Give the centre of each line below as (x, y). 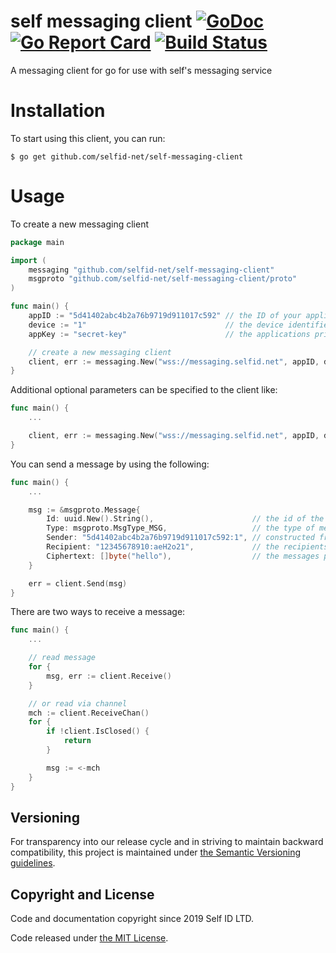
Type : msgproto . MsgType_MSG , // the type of (180, 528)
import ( (28, 260)
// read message (62, 658)
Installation (58, 111)
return (77, 741)
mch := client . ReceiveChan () (89, 713)
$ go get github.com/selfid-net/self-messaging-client (127, 156)
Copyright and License (82, 894)
